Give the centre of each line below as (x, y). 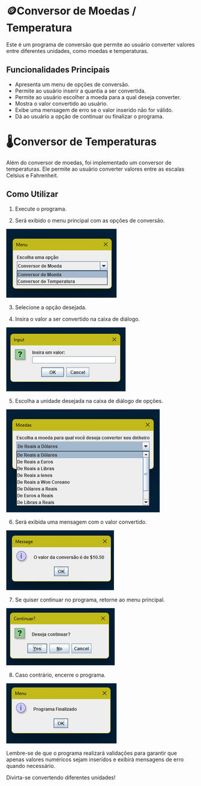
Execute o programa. (41, 209)
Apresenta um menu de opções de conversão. (72, 84)
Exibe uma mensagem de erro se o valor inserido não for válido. (94, 110)
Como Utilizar (32, 195)
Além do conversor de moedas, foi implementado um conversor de (89, 162)
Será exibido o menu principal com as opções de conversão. (90, 220)
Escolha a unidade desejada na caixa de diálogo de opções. (89, 401)
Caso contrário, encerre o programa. (60, 675)
